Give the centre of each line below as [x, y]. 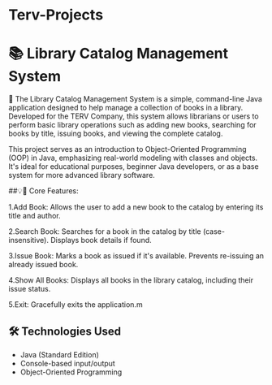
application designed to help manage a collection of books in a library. [126, 108]
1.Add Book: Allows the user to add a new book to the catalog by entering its [136, 207]
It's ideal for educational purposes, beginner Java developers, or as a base [134, 167]
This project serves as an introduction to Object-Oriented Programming [127, 149]
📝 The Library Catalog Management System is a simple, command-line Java [135, 99]
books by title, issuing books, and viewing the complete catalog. [116, 134]
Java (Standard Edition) [60, 354]
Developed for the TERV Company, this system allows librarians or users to [134, 116]
